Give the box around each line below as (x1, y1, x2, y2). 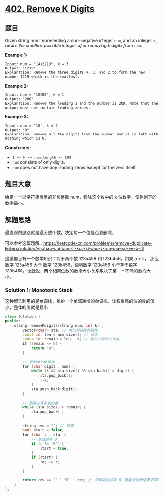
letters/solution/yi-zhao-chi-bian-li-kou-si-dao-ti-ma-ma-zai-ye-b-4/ (5, 246, 145, 251)
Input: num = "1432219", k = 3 (5, 62, 69, 67)
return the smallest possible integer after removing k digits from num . (5, 43, 143, 48)
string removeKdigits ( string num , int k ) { (14, 323, 104, 328)
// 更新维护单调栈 (22, 360, 55, 364)
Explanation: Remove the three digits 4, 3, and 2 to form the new (5, 70, 145, 75)
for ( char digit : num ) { (22, 364, 76, 369)
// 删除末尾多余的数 (22, 400, 59, 406)
